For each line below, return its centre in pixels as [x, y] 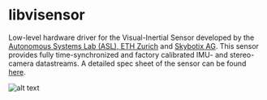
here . [17, 72]
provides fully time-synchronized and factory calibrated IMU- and [118, 54]
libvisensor [47, 15]
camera [21, 63]
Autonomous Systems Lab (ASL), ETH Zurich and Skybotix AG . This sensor [134, 46]
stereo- [242, 54]
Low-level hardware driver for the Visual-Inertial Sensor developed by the [131, 37]
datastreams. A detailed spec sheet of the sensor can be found [141, 63]
